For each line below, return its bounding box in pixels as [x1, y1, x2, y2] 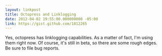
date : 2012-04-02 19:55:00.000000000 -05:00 [5, 16, 98, 21]
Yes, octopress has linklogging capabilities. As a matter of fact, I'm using [5, 35, 153, 41]
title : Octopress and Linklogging [5, 12, 77, 17]
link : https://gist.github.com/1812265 [5, 21, 87, 26]
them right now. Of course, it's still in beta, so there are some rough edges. [5, 40, 158, 46]
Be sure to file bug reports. [5, 45, 60, 51]
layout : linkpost [5, 7, 41, 12]
